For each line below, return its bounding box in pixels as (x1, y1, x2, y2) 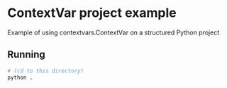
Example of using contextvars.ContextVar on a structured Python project (7, 28, 220, 37)
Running (7, 49, 46, 61)
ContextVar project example (7, 5, 177, 21)
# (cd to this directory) (7, 67, 84, 75)
